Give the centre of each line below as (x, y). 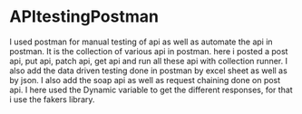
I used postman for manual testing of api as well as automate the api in (141, 42)
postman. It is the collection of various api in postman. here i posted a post (149, 51)
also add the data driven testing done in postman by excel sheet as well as (148, 71)
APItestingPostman (84, 17)
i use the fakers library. (52, 99)
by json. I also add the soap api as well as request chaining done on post (145, 80)
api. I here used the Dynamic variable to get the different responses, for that (151, 90)
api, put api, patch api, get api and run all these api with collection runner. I (149, 61)
